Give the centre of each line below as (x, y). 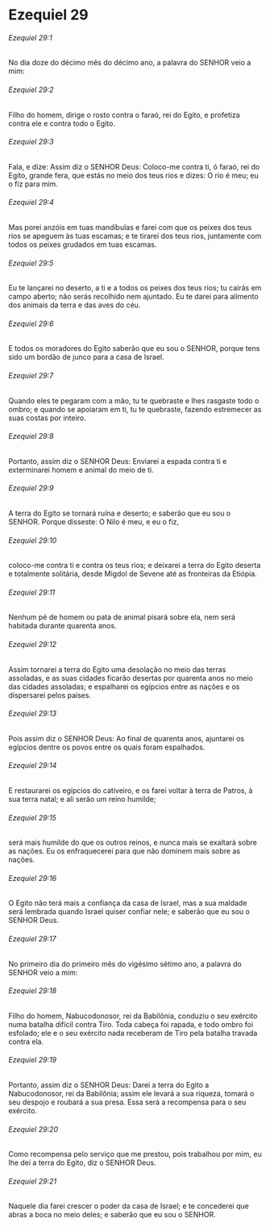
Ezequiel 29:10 (33, 540)
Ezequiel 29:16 (33, 878)
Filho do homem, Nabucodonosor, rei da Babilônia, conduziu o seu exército (133, 1016)
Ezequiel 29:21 (33, 1181)
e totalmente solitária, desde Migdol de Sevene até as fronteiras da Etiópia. (133, 574)
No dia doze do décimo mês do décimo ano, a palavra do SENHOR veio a (130, 63)
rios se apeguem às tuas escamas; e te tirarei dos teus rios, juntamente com (135, 236)
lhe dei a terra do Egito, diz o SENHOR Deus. (82, 1162)
